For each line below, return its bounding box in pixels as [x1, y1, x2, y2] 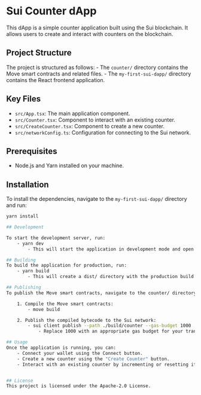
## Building [6, 257, 36, 263]
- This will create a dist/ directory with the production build [28, 274, 194, 280]
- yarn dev [17, 240, 44, 246]
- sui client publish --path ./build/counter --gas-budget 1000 [28, 322, 191, 329]
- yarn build [17, 268, 50, 274]
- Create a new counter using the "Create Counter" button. [17, 355, 170, 362]
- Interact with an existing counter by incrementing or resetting [17, 361, 188, 367]
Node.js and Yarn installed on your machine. [14, 162, 124, 169]
